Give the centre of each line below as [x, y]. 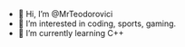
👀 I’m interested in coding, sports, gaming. [97, 23]
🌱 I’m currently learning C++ [71, 33]
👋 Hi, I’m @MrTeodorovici [65, 14]
